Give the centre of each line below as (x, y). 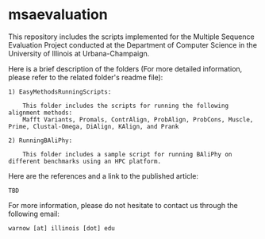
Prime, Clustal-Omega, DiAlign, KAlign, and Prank (94, 126)
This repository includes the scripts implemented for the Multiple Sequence (132, 37)
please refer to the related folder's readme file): (86, 77)
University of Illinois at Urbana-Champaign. (79, 53)
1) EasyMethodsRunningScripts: (60, 92)
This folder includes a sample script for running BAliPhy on (127, 154)
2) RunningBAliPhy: (40, 141)
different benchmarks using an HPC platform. (84, 161)
